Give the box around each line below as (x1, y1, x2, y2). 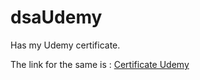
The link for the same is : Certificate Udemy (10, 58, 190, 70)
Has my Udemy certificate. (10, 39, 121, 51)
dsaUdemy (10, 6, 103, 29)
